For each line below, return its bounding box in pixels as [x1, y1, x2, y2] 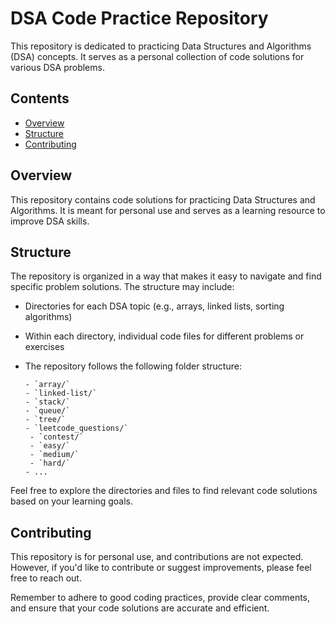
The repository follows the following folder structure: [24, 360, 242, 372]
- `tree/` [24, 415, 67, 425]
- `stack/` [24, 397, 71, 407]
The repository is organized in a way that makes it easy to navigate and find [10, 270, 322, 282]
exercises [24, 341, 65, 353]
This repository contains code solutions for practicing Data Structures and [10, 193, 316, 206]
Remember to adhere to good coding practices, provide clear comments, [10, 592, 311, 604]
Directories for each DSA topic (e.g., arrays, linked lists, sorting [24, 300, 285, 312]
